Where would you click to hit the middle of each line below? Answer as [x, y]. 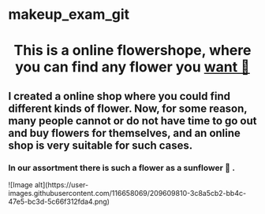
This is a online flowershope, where [132, 51]
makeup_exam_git [69, 15]
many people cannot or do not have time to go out [133, 121]
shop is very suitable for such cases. [101, 145]
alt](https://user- [62, 185]
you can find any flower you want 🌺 [132, 67]
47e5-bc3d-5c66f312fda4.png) [59, 201]
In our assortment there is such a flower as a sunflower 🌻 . [121, 168]
